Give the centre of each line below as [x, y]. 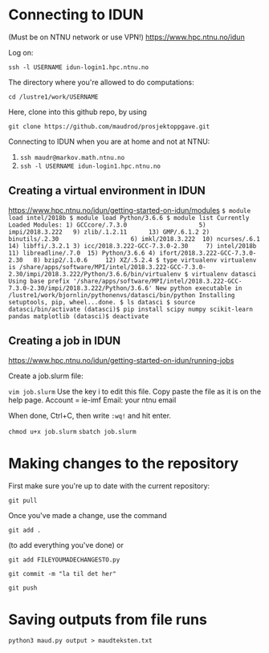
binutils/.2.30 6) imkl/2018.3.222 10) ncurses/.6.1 [134, 239]
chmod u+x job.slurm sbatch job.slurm [72, 431]
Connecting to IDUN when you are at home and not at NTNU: [109, 141]
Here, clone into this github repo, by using [77, 112]
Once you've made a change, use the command [88, 515]
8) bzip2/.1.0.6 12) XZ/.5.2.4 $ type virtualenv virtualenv [145, 260]
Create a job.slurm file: [46, 376]
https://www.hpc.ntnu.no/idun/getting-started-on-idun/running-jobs [121, 360]
